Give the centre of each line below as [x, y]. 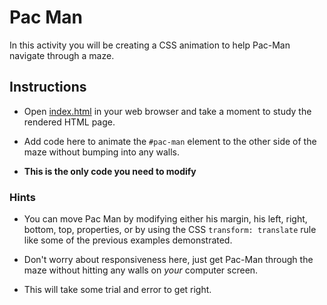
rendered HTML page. [69, 122]
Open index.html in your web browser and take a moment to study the [167, 111]
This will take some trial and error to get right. [117, 290]
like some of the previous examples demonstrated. [128, 240]
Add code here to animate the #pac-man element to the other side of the [170, 141]
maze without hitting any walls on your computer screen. [141, 270]
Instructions [48, 87]
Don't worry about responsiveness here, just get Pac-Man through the [168, 260]
